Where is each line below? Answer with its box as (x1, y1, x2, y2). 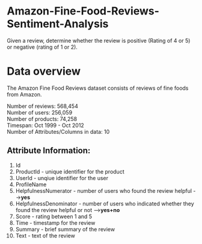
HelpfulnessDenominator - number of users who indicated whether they (15, 200, 194, 207)
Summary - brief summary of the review (15, 225, 115, 233)
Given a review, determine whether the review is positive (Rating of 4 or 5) (7, 37, 191, 44)
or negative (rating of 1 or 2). (7, 43, 78, 51)
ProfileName (15, 181, 47, 188)
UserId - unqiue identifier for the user (15, 174, 109, 181)
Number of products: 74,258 (7, 115, 78, 122)
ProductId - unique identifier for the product (15, 167, 125, 175)
